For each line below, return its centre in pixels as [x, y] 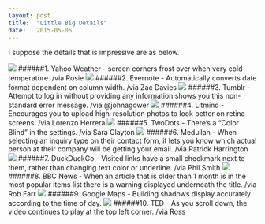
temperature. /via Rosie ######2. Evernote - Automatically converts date [132, 78]
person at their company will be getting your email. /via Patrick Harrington [128, 149]
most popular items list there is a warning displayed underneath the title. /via [132, 185]
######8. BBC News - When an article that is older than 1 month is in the [127, 176]
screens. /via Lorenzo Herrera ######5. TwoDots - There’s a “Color [123, 123]
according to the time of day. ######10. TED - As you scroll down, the [128, 203]
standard [23, 105]
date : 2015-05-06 [40, 30]
